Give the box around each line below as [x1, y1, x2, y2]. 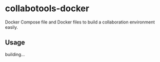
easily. [5, 24, 18, 30]
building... [5, 51, 25, 57]
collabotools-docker [5, 3, 89, 14]
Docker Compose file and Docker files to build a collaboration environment [5, 19, 155, 25]
